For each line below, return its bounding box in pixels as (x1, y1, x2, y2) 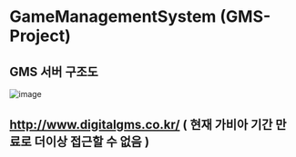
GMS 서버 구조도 (9, 64, 98, 79)
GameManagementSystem (9, 6, 217, 27)
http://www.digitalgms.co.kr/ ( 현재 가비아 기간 (9, 117, 273, 132)
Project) (9, 25, 71, 46)
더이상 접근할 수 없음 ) (34, 134, 150, 150)
